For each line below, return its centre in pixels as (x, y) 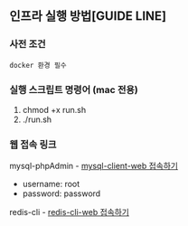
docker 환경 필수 (38, 65)
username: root (51, 184)
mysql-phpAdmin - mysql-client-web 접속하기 (94, 166)
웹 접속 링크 (33, 145)
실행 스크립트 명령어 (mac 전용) (74, 89)
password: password (61, 193)
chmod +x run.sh (54, 109)
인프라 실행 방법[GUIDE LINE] (88, 16)
